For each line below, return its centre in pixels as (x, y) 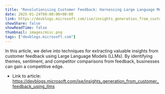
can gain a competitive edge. (34, 66)
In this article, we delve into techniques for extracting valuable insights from (82, 51)
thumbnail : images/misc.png (34, 32)
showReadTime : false (26, 28)
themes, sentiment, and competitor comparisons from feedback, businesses (82, 61)
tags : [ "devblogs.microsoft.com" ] (41, 37)
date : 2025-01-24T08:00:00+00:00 (39, 14)
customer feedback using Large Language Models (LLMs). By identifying (79, 56)
